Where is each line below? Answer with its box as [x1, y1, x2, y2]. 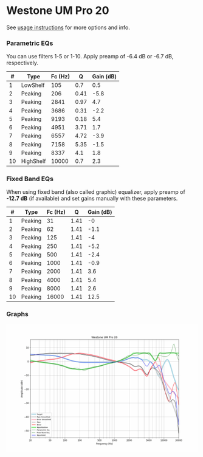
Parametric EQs [6, 39, 53, 47]
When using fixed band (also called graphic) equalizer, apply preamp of [6, 188, 185, 196]
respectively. [6, 59, 38, 67]
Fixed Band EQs [6, 174, 53, 183]
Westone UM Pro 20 [6, 4, 109, 18]
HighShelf [21, 157, 46, 165]
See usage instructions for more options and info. [6, 24, 131, 31]
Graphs [6, 310, 29, 318]
